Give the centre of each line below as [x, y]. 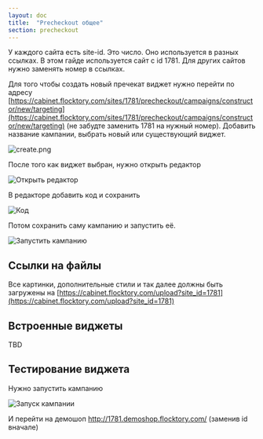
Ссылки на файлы [55, 265]
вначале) [24, 427]
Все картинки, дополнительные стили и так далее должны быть [116, 284]
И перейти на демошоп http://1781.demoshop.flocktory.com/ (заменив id [128, 419]
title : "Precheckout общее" [56, 23]
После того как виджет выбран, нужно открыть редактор [105, 165]
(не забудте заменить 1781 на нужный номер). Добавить [161, 126]
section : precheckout [44, 30]
